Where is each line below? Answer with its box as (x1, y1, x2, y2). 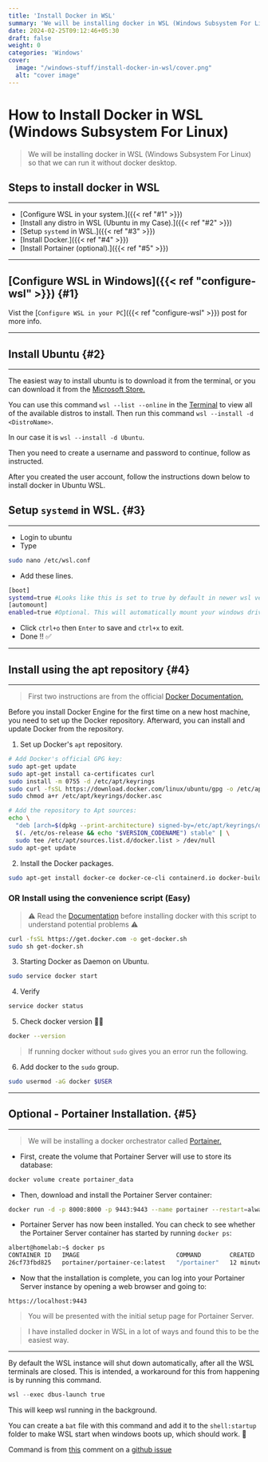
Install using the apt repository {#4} (8, 663, 190, 676)
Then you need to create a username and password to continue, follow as (8, 448, 251, 457)
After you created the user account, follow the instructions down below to (8, 472, 250, 481)
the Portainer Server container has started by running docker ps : (19, 1228, 232, 1238)
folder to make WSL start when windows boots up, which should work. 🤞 (8, 1429, 247, 1439)
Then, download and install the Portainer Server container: (19, 1190, 213, 1200)
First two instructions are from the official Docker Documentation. (27, 691, 243, 701)
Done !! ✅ (19, 631, 52, 641)
